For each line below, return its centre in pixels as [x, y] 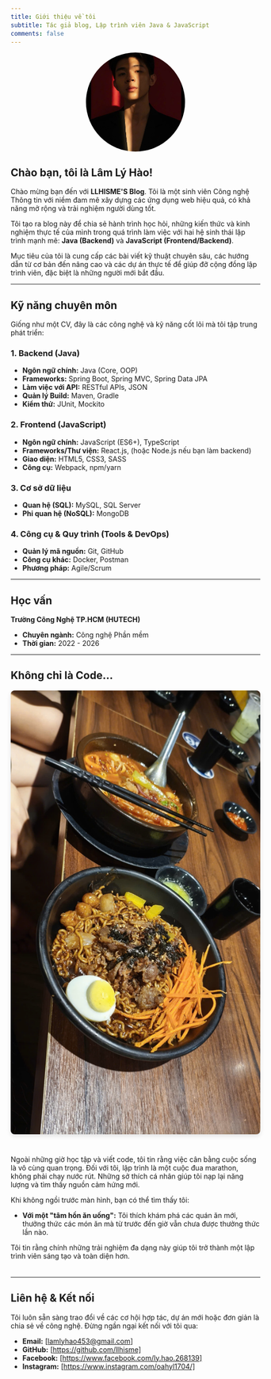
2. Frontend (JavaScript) [59, 425]
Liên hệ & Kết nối [53, 1299]
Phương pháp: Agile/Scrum [67, 568]
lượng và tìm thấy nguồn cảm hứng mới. [75, 1184]
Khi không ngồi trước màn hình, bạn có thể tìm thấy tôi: [100, 1200]
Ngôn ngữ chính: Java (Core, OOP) [80, 371]
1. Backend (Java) [45, 353]
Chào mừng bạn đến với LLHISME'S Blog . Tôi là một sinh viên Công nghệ [130, 192]
